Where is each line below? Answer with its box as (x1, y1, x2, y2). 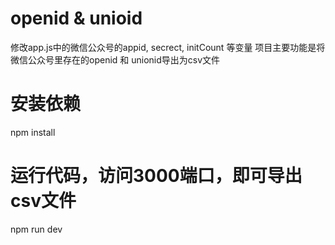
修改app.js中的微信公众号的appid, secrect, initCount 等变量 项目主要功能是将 (10, 41, 326, 53)
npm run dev (10, 223, 63, 235)
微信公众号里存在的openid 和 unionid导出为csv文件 (10, 53, 221, 66)
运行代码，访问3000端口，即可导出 (10, 165, 303, 187)
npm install (10, 126, 56, 138)
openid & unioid (10, 7, 143, 30)
